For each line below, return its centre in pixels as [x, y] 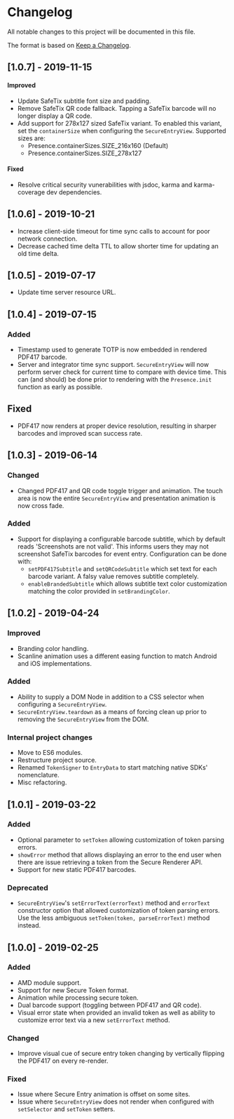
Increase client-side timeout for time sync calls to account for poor [113, 231]
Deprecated [28, 887]
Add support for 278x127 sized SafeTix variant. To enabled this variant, [119, 123]
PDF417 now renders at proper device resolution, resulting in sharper [117, 426]
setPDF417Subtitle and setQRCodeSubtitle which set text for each [122, 568]
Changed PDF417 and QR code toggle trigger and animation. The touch [120, 490]
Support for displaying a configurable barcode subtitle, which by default [121, 539]
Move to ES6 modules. [50, 753]
